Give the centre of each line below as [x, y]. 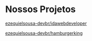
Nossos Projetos [40, 9]
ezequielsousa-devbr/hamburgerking [44, 33]
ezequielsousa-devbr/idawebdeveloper [46, 23]
